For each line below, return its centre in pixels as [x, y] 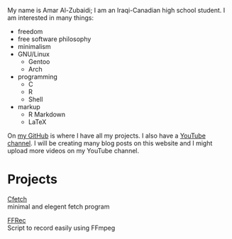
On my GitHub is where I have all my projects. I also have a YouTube [106, 135]
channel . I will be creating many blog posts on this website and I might [110, 143]
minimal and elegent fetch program [59, 206]
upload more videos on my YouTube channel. [73, 151]
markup [29, 107]
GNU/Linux [33, 54]
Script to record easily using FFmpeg [61, 228]
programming [38, 77]
